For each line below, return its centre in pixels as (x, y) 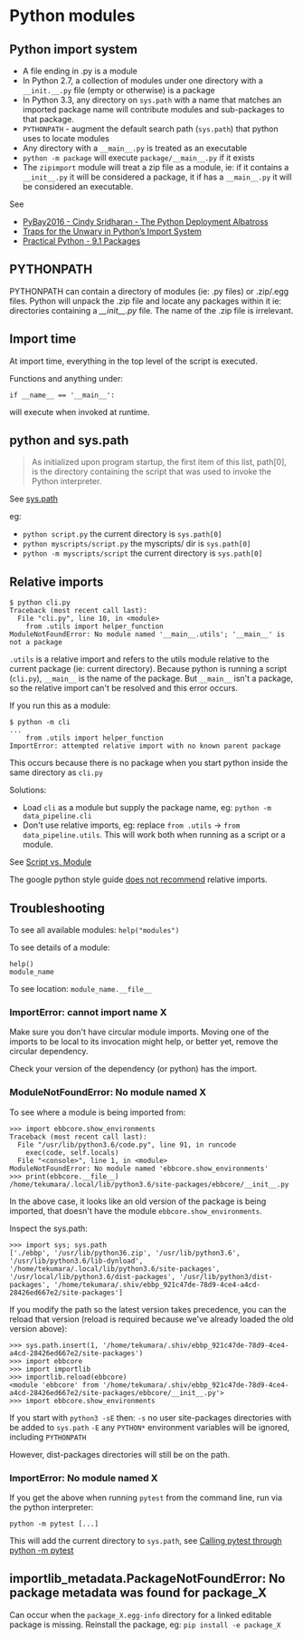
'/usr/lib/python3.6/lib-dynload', (76, 1261)
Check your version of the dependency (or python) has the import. (133, 1069)
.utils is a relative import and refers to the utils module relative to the (139, 659)
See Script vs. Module (51, 862)
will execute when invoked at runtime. (80, 412)
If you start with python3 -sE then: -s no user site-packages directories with (151, 1417)
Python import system (74, 49)
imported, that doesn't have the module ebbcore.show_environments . (136, 1210)
